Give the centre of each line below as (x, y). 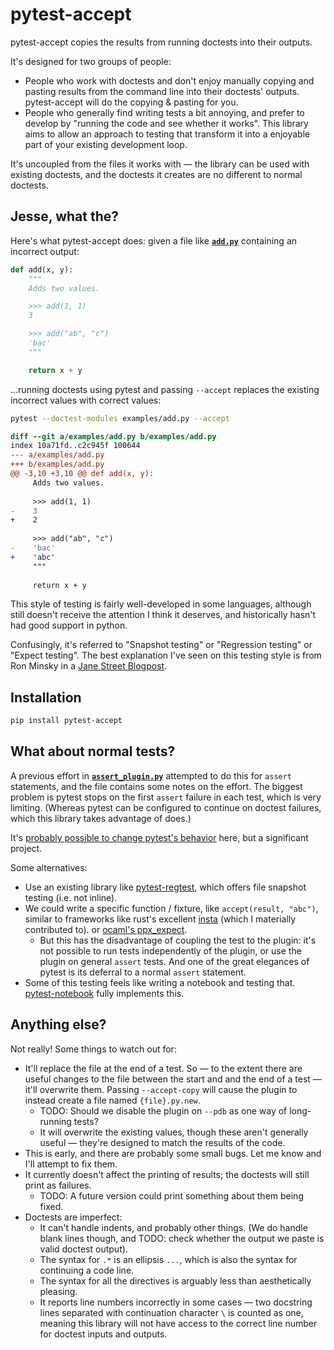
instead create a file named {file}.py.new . (112, 1100)
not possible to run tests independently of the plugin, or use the (170, 950)
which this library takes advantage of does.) (101, 818)
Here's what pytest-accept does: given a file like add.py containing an (154, 240)
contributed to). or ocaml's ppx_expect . (106, 929)
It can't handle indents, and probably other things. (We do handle (173, 1227)
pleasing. (58, 1291)
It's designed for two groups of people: (91, 61)
